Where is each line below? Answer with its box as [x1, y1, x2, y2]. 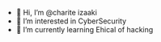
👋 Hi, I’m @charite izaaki [15, 8, 97, 17]
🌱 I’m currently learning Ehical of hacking [15, 25, 154, 34]
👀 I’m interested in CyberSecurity [15, 16, 127, 26]
